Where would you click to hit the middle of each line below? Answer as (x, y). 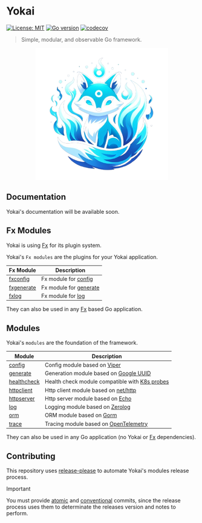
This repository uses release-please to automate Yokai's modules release (98, 470)
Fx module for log (63, 296)
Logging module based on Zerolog (88, 407)
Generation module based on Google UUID (98, 373)
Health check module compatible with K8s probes (107, 382)
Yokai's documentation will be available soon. (63, 211)
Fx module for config (67, 279)
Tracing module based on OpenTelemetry (96, 423)
